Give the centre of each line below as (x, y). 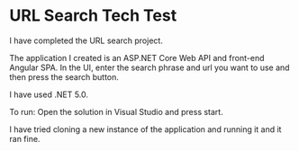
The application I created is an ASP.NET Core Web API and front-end (137, 58)
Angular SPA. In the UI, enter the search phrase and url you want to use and (149, 67)
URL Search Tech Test (93, 16)
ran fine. (25, 138)
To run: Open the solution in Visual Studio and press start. (116, 111)
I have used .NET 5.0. (49, 94)
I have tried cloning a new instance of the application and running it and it (145, 129)
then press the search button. (64, 76)
